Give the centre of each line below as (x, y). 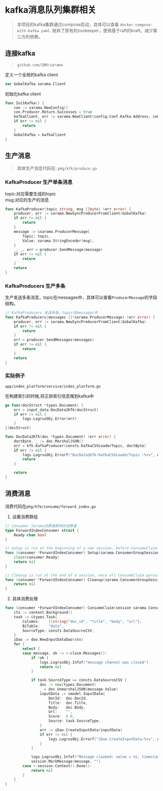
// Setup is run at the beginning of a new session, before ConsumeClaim (81, 548)
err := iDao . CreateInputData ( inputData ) (81, 730)
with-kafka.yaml (33, 31)
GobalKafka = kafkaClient (40, 135)
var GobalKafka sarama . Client (36, 84)
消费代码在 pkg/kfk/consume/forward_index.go (50, 506)
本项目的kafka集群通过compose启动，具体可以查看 (68, 24)
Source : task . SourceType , (74, 721)
